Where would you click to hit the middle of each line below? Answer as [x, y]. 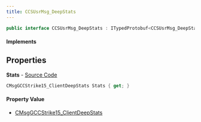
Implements [22, 42]
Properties [26, 60]
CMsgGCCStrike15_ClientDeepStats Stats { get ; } [68, 86]
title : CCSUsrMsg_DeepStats [41, 12]
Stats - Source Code [32, 75]
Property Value [25, 99]
